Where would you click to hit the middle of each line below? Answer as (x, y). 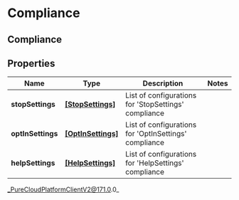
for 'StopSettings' (155, 105)
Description (163, 83)
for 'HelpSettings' (155, 163)
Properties (31, 63)
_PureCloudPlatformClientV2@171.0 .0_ (63, 189)
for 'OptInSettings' (156, 134)
